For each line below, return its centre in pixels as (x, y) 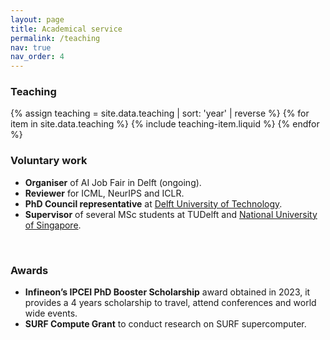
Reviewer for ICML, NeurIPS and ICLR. (104, 193)
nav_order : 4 (37, 57)
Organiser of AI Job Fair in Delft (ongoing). (113, 182)
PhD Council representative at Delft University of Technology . (153, 203)
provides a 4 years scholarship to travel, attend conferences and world (170, 303)
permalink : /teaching (55, 38)
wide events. (51, 313)
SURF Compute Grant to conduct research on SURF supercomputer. (165, 324)
